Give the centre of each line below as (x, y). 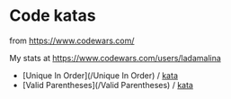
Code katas (53, 16)
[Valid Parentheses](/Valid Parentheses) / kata (107, 85)
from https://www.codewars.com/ (72, 40)
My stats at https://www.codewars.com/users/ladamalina (115, 58)
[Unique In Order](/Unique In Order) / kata (100, 75)
